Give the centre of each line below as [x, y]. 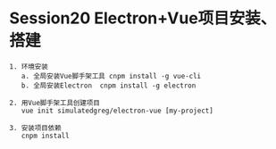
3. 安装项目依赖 [35, 128]
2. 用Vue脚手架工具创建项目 [54, 103]
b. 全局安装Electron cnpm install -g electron [109, 86]
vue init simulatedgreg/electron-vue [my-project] [117, 111]
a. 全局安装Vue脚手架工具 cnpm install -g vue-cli [111, 76]
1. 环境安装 [29, 66]
